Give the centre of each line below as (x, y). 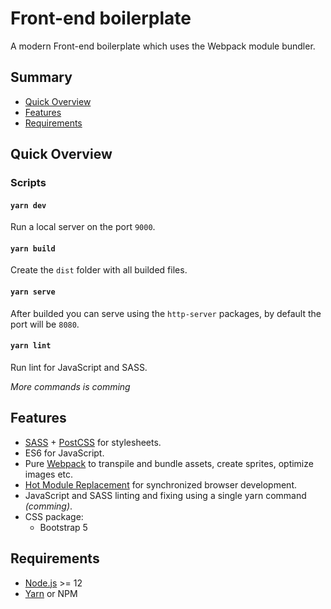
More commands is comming (70, 386)
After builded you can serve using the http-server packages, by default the (166, 313)
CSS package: (54, 516)
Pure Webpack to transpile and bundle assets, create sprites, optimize (169, 463)
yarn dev (28, 205)
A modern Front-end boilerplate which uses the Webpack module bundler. (163, 46)
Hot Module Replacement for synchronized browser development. (160, 484)
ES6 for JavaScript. (64, 453)
